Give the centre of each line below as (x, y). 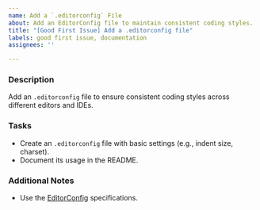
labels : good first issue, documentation (78, 38)
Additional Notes (41, 181)
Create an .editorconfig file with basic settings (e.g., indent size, (126, 143)
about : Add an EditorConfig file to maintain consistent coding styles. (131, 23)
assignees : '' (32, 45)
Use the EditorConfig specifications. (79, 198)
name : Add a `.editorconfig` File (65, 15)
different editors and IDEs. (51, 105)
